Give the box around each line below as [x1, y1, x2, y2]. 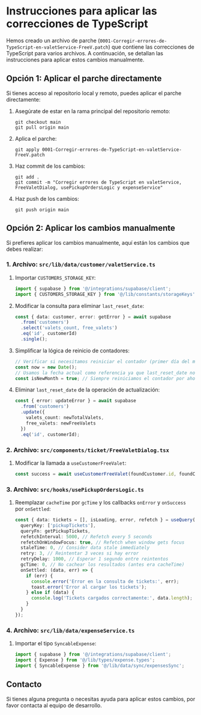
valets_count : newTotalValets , [26, 415, 104, 421]
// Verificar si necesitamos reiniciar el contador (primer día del [14, 358, 190, 364]
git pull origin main [14, 124, 69, 130]
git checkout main [14, 119, 61, 125]
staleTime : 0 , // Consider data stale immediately [20, 545, 150, 551]
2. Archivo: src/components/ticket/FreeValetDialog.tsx [6, 446, 170, 454]
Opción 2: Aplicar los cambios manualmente [6, 223, 176, 233]
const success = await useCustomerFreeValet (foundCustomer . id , [14, 471, 177, 477]
